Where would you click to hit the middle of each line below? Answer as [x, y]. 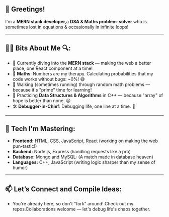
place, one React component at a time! [53, 68]
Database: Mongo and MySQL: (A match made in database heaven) [83, 157]
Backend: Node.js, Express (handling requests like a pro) [71, 152]
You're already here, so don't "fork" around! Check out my [73, 204]
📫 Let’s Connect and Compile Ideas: [63, 189]
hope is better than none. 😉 [41, 100]
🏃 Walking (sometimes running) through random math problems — [81, 84]
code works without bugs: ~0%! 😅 [49, 79]
